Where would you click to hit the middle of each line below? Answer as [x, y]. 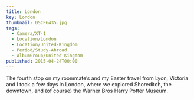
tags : [13, 28]
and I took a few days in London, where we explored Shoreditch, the [89, 84]
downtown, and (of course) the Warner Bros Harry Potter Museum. [87, 91]
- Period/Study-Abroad [39, 50]
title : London [24, 12]
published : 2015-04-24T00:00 [42, 61]
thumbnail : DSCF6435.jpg [37, 22]
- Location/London [34, 39]
